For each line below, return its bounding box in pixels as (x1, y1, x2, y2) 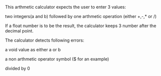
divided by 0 (5, 65, 30, 71)
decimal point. (5, 28, 34, 33)
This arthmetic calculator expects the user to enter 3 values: (5, 4, 126, 10)
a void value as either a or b (5, 47, 61, 52)
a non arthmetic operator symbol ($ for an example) (5, 56, 109, 62)
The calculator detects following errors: (5, 37, 84, 43)
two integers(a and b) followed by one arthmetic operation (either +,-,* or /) (5, 14, 157, 19)
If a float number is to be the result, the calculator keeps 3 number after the (5, 23, 157, 29)
